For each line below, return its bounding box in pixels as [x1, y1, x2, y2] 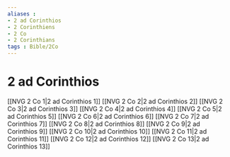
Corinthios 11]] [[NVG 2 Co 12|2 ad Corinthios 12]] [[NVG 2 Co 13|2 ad [7, 134, 209, 143]
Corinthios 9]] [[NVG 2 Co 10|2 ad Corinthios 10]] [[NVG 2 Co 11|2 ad [7, 127, 207, 135]
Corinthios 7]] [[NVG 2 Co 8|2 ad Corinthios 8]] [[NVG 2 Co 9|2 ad [7, 120, 200, 128]
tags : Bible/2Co [7, 43, 59, 50]
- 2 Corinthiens [7, 23, 55, 30]
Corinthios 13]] [7, 142, 51, 151]
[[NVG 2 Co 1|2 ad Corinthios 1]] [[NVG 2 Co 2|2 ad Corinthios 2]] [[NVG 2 [7, 97, 223, 105]
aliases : [7, 10, 37, 18]
